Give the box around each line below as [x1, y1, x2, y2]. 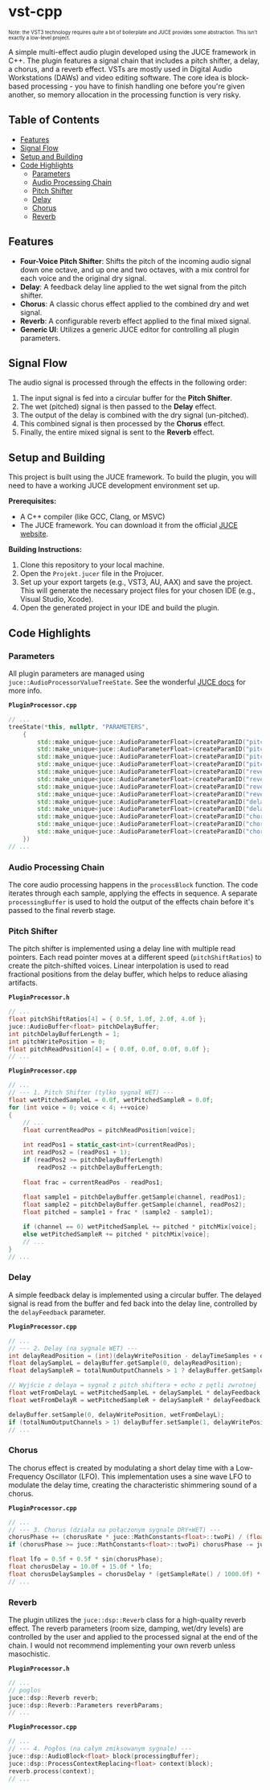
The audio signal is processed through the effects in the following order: [8, 377, 247, 388]
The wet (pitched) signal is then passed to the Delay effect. [19, 401, 217, 412]
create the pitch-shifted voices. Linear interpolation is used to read [8, 961, 229, 971]
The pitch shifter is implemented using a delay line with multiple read [8, 944, 235, 953]
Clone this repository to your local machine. [19, 560, 165, 570]
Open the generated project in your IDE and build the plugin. [19, 603, 219, 613]
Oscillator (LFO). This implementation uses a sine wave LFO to [45, 1471, 252, 1481]
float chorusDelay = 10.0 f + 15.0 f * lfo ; [8, 1563, 153, 1571]
